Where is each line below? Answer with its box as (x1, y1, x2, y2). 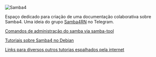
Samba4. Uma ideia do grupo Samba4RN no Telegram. (5, 19, 114, 24)
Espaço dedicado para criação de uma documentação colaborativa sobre (5, 14, 151, 19)
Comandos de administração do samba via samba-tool (5, 28, 114, 34)
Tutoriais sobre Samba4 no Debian (5, 37, 74, 43)
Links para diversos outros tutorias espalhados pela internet (5, 47, 125, 52)
